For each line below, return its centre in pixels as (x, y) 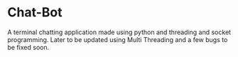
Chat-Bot (35, 12)
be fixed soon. (28, 47)
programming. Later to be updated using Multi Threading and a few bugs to (118, 39)
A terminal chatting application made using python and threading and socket (119, 32)
